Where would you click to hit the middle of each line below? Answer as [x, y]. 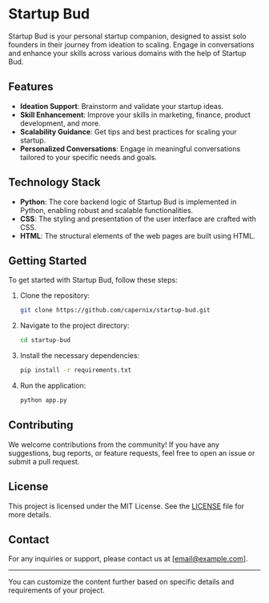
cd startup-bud [45, 340]
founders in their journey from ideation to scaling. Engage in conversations [131, 44]
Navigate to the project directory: [74, 326]
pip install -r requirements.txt [76, 370]
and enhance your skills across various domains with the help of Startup [127, 53]
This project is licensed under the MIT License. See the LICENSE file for [126, 506]
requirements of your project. [57, 590]
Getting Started [48, 261]
